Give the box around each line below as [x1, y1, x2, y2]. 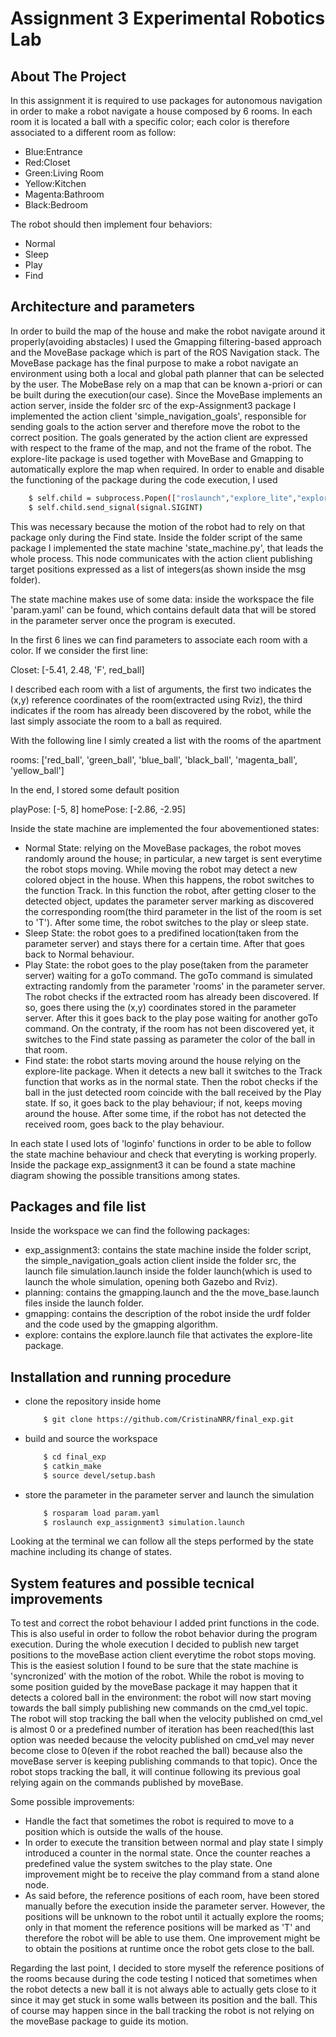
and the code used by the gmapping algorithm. [24, 1318, 219, 1331]
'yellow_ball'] [10, 764, 65, 776]
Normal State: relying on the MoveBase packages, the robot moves [24, 842, 302, 854]
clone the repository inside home [24, 1395, 162, 1407]
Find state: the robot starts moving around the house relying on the [24, 1054, 302, 1066]
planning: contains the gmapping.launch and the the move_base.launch [24, 1287, 320, 1299]
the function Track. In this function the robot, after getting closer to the [24, 884, 317, 896]
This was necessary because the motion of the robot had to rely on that [10, 520, 306, 532]
